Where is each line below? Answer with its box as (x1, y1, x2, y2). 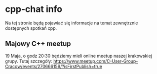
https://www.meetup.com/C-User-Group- (53, 58, 138, 64)
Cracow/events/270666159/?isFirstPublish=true (5, 63, 103, 69)
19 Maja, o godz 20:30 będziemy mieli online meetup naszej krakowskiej (5, 53, 152, 59)
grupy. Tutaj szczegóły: (5, 58, 53, 64)
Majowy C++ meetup (5, 40, 71, 48)
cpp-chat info (5, 3, 63, 15)
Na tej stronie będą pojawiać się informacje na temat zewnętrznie (5, 20, 138, 26)
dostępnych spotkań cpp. (5, 25, 57, 31)
